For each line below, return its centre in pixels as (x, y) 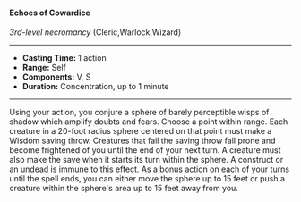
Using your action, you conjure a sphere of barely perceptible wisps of (139, 113)
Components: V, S (56, 77)
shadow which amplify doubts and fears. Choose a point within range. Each (149, 122)
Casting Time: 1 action (64, 58)
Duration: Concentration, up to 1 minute (95, 87)
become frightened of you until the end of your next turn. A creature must (145, 150)
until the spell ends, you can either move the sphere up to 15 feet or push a (147, 179)
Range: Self (44, 68)
